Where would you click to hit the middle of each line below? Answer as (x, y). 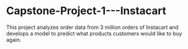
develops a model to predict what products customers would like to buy (94, 33)
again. (14, 40)
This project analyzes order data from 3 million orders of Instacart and (93, 27)
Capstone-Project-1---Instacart (86, 11)
